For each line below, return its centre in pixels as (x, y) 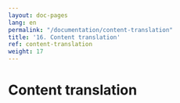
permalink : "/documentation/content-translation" (91, 30)
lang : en (22, 23)
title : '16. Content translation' (65, 37)
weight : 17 (26, 51)
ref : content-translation (50, 44)
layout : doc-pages (38, 15)
